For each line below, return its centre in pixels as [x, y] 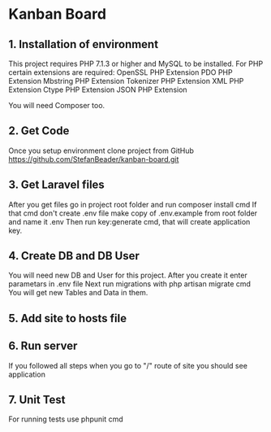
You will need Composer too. [57, 105]
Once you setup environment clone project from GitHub [101, 151]
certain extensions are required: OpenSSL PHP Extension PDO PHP [120, 72]
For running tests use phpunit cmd [66, 419]
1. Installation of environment [84, 44]
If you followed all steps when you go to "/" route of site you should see [128, 365]
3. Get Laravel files [57, 185]
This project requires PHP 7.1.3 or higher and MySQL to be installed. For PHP [136, 63]
